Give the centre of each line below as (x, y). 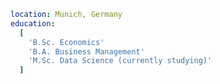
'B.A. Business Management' (86, 51)
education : (33, 23)
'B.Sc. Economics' (66, 42)
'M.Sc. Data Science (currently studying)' (120, 61)
